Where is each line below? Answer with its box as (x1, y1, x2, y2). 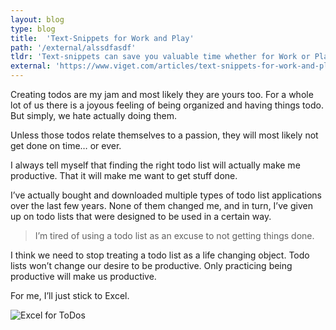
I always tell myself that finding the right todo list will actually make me (10, 159, 301, 171)
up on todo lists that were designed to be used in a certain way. (10, 211, 272, 222)
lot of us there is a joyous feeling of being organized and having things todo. (10, 99, 324, 111)
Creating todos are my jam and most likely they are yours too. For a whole (10, 89, 314, 100)
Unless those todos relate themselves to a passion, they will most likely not (10, 129, 319, 141)
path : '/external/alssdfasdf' (10, 42, 137, 53)
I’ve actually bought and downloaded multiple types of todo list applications (10, 189, 322, 201)
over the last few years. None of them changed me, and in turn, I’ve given (10, 200, 313, 211)
